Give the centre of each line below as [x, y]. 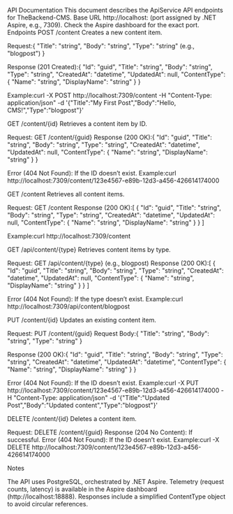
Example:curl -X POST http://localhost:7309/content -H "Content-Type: [110, 95]
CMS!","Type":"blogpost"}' [45, 110]
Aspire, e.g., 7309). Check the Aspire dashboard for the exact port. [104, 25]
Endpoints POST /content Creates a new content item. [85, 32]
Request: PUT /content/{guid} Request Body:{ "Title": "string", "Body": [108, 334]
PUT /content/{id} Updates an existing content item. [82, 320]
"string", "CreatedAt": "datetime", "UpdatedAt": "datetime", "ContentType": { [117, 362]
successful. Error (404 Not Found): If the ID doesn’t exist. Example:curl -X [113, 440]
